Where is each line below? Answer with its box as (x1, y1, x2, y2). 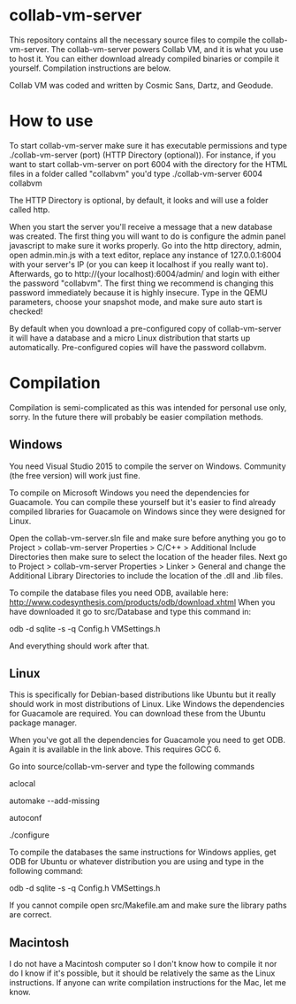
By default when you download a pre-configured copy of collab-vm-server (9, 323, 282, 333)
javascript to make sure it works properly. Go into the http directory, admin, (9, 240, 283, 250)
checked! (9, 306, 43, 317)
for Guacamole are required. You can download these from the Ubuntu (9, 709, 266, 719)
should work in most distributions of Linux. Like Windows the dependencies (9, 699, 285, 709)
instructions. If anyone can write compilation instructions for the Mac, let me (9, 977, 287, 988)
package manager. (9, 717, 78, 728)
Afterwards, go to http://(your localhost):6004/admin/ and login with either (9, 268, 280, 279)
